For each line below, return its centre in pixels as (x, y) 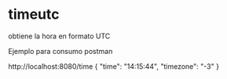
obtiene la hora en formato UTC (59, 36)
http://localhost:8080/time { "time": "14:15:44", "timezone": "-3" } (114, 66)
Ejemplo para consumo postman (60, 51)
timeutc (34, 14)
